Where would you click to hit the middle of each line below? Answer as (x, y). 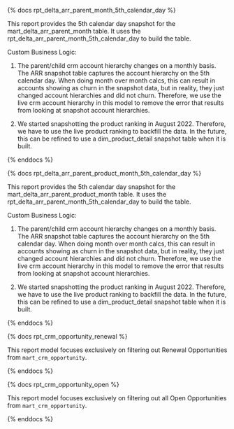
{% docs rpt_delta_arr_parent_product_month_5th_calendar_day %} (104, 173)
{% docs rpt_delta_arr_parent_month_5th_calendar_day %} (92, 10)
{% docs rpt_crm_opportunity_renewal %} (67, 336)
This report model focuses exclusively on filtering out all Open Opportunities (117, 398)
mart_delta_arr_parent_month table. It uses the (74, 31)
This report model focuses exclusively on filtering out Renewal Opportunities (117, 350)
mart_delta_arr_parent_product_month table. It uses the (87, 194)
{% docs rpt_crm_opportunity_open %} (64, 385)
